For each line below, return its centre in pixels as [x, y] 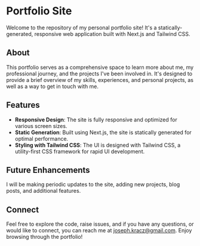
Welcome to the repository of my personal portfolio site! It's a [81, 28]
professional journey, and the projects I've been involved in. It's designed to [99, 74]
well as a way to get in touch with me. [53, 86]
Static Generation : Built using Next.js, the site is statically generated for [103, 132]
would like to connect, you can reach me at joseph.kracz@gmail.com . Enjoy [99, 230]
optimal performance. [41, 138]
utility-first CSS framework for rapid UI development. [80, 151]
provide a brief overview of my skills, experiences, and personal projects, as [100, 80]
